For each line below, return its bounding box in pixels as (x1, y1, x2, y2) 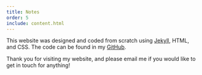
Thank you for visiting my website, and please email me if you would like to (6, 55, 196, 63)
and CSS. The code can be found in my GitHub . (6, 43, 126, 51)
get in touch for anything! (6, 62, 71, 69)
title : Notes (6, 9, 40, 15)
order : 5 (6, 15, 29, 21)
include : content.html (6, 20, 64, 26)
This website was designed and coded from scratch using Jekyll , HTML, (6, 37, 189, 45)
